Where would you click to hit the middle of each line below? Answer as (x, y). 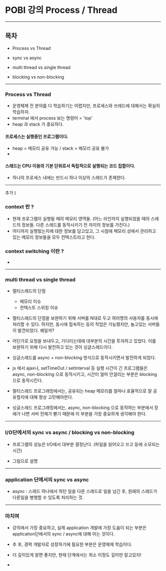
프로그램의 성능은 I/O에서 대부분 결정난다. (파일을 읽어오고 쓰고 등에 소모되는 (86, 444)
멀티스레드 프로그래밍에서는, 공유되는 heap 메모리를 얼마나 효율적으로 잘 (82, 391)
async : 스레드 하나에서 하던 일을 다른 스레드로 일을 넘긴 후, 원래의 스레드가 (85, 491)
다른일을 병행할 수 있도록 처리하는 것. (48, 497)
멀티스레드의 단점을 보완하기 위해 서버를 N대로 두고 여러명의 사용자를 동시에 (85, 318)
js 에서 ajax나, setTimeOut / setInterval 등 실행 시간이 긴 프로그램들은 (80, 368)
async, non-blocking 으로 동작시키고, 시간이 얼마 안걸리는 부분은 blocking (84, 374)
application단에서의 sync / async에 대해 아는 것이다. (63, 534)
